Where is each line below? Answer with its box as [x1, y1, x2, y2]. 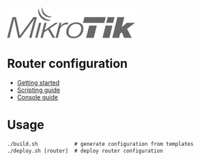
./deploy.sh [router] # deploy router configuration [7, 147, 164, 154]
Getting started [16, 78, 60, 86]
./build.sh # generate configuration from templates [7, 140, 194, 147]
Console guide [16, 92, 58, 101]
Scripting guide [16, 86, 60, 94]
